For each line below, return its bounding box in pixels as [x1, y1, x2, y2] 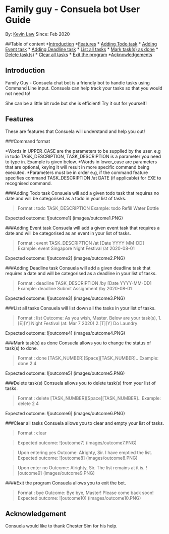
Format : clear [17, 430, 47, 436]
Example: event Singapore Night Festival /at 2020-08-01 [17, 245, 135, 251]
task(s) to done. [5, 345, 38, 351]
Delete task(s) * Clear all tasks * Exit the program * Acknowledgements [5, 52, 152, 58]
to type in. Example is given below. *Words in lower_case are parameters [5, 158, 157, 165]
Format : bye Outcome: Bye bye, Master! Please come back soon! [17, 490, 154, 496]
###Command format [5, 138, 50, 144]
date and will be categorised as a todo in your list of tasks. [5, 195, 127, 201]
